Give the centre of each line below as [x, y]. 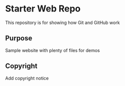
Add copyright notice [27, 78]
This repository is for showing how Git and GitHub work [62, 22]
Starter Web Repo [43, 9]
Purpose [19, 38]
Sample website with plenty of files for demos [53, 50]
